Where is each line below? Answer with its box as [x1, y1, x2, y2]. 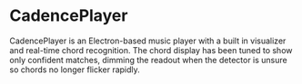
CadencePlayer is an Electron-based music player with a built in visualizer [9, 35, 287, 46]
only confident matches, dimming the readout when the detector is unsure [9, 54, 288, 65]
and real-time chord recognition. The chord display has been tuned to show [9, 44, 293, 55]
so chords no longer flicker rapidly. [9, 64, 141, 75]
